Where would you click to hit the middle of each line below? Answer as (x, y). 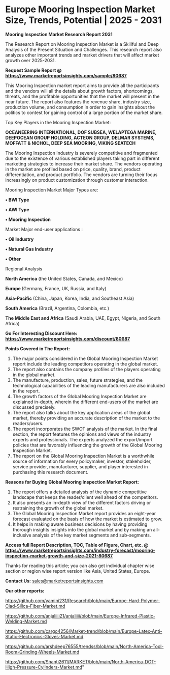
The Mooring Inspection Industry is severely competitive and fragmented (81, 153)
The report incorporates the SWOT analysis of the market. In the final (85, 429)
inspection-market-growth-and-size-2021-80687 (59, 555)
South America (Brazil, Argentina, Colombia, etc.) (57, 308)
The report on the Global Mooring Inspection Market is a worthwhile (83, 456)
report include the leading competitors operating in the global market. (85, 364)
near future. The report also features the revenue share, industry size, (78, 102)
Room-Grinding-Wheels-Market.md (42, 652)
